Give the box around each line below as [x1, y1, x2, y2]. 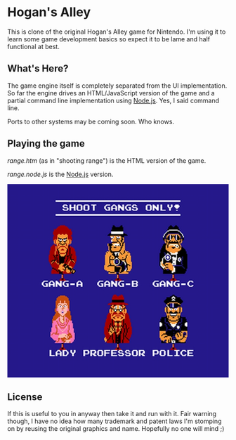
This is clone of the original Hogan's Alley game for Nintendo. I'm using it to [7, 27, 226, 36]
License [7, 391, 43, 403]
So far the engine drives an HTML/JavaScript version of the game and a [7, 88, 216, 97]
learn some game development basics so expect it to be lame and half [7, 34, 211, 43]
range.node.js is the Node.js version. [7, 170, 114, 178]
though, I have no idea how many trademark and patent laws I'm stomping [7, 417, 222, 425]
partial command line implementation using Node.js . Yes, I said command [7, 96, 220, 105]
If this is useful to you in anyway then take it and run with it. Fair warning [7, 410, 216, 418]
